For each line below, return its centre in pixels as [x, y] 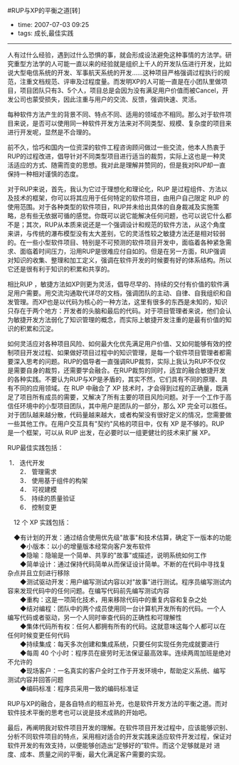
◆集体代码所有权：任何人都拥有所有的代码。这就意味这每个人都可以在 [123, 626]
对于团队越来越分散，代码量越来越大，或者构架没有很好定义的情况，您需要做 [119, 415]
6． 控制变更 [38, 507]
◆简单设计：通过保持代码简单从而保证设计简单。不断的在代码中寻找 [119, 564]
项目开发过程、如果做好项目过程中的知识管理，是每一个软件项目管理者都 [119, 353]
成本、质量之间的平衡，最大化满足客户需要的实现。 [94, 754]
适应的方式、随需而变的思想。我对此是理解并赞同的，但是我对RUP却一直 [119, 165]
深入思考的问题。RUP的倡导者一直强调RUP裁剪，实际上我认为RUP [110, 362]
